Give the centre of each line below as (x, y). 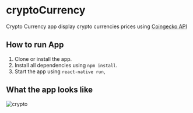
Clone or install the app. (43, 59)
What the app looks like (50, 90)
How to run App (35, 45)
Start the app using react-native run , (60, 71)
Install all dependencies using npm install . (66, 65)
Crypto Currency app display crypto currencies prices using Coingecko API (97, 26)
